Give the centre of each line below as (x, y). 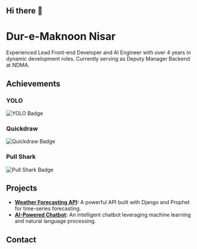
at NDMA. (18, 65)
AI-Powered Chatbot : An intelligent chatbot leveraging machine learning (103, 215)
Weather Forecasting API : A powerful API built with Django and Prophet (102, 202)
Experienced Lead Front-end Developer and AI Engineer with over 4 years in (98, 53)
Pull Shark (21, 157)
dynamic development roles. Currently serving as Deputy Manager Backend (98, 59)
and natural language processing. (55, 221)
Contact (21, 240)
